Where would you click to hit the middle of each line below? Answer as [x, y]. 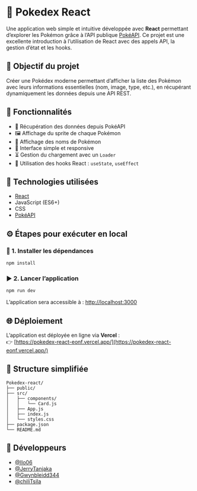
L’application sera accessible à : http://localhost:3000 [72, 302]
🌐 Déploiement [34, 321]
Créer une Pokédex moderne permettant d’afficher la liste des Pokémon [94, 80]
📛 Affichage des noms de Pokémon [58, 142]
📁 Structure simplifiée [47, 369]
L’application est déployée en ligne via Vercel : [63, 335]
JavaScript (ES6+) [37, 202]
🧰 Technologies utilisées [53, 182]
